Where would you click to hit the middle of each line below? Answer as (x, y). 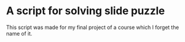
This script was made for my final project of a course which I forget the (92, 27)
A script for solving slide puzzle (86, 11)
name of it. (19, 33)
